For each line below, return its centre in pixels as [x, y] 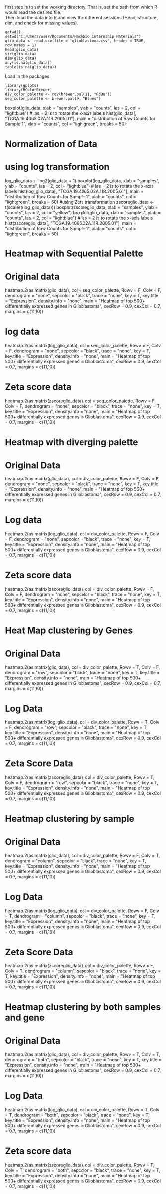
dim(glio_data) [21, 58]
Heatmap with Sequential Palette [74, 254]
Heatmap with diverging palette [72, 442]
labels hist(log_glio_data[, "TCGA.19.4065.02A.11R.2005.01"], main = [75, 191]
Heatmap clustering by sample [70, 819]
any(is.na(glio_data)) [29, 63]
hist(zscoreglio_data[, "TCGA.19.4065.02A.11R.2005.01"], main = [71, 223]
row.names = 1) [21, 45]
